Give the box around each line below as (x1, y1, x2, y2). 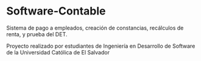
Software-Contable (6, 4, 106, 18)
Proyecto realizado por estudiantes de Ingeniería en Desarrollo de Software (6, 42, 196, 50)
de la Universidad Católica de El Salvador (6, 48, 110, 56)
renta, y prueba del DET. (6, 30, 68, 37)
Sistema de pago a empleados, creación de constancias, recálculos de (6, 24, 184, 31)
